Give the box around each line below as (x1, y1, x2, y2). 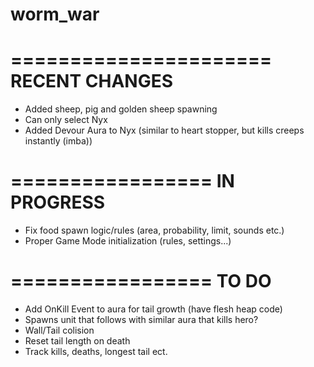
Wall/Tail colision (24, 324, 95, 336)
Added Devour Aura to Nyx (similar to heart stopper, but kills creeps (24, 124, 305, 137)
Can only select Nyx (24, 114, 108, 126)
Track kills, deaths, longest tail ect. (24, 346, 168, 357)
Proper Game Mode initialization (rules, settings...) (24, 235, 232, 247)
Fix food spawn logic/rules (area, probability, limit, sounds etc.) (24, 224, 285, 237)
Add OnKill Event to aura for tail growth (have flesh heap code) (24, 303, 283, 315)
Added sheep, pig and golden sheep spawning (24, 103, 218, 115)
